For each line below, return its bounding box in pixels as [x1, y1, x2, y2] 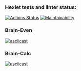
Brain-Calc [5, 50, 31, 57]
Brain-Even [5, 27, 33, 34]
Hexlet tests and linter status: [5, 4, 77, 11]
